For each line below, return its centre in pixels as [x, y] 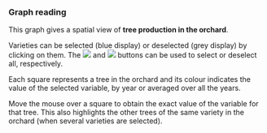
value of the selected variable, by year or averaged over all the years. [125, 88]
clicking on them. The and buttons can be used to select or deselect [133, 55]
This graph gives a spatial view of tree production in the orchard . [118, 30]
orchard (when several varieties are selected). [85, 121]
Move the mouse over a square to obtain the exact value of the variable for [133, 104]
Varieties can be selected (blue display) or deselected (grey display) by [128, 45]
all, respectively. [36, 64]
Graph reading [37, 12]
